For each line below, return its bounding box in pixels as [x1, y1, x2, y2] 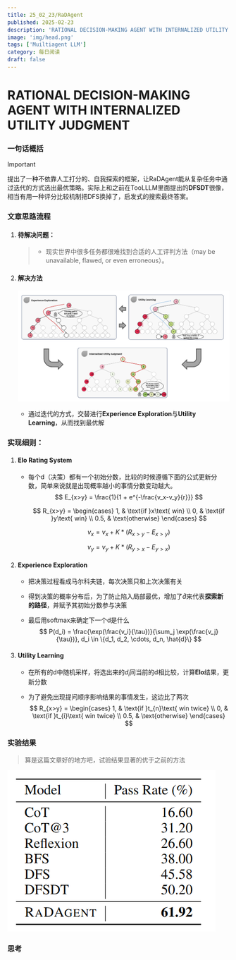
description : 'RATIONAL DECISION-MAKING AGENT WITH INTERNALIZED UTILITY [7, 26, 229, 33]
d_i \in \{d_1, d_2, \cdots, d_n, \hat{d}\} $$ [80, 635, 202, 643]
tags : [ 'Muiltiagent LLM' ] [7, 41, 87, 49]
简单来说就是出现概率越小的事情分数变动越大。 [40, 481, 177, 490]
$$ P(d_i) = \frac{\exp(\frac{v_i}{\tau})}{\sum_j [39, 628, 175, 636]
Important [7, 160, 36, 169]
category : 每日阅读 [7, 49, 61, 56]
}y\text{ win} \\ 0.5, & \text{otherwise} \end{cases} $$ [50, 514, 207, 522]
